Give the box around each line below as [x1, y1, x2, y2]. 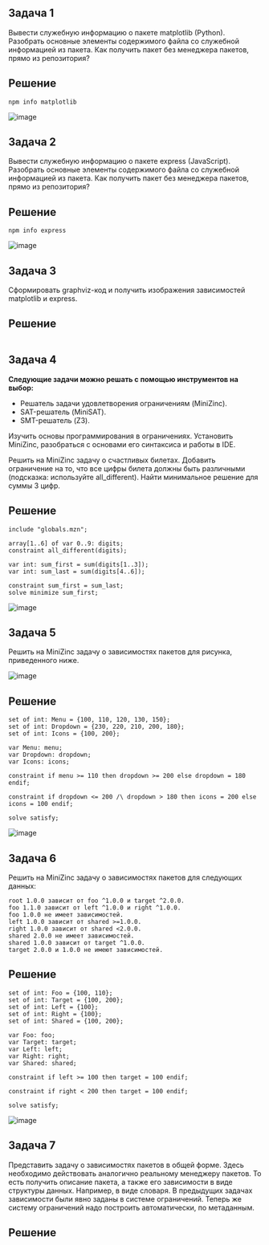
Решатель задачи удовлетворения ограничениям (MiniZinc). [19, 398, 227, 408]
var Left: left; [8, 1045, 63, 1053]
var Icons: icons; [8, 758, 70, 766]
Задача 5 [8, 625, 56, 639]
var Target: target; [8, 1038, 78, 1046]
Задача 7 [8, 1139, 56, 1153]
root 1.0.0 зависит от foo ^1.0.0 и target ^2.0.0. [8, 897, 185, 905]
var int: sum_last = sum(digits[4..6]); [8, 568, 146, 576]
